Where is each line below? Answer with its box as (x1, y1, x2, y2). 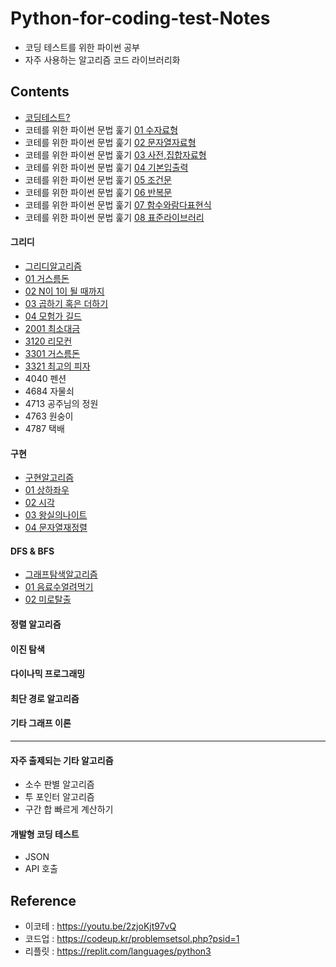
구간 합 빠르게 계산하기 (24, 803, 114, 816)
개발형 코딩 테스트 (10, 828, 80, 840)
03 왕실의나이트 (24, 509, 88, 521)
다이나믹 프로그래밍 (10, 668, 86, 680)
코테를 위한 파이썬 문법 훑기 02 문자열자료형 (24, 136, 197, 148)
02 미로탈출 (24, 593, 72, 606)
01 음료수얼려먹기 (24, 581, 94, 593)
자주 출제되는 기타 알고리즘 (10, 754, 114, 766)
